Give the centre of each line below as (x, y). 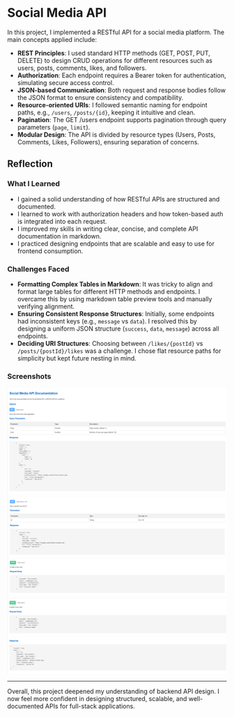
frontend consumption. (50, 251)
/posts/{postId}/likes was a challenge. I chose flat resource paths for (119, 351)
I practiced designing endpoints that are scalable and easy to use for (116, 243)
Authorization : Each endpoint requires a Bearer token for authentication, (122, 75)
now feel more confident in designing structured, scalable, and (97, 699)
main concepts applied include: (52, 39)
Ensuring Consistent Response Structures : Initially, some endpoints (116, 314)
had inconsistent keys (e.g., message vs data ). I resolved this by (107, 321)
